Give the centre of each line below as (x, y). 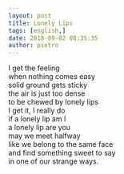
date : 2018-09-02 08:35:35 (53, 38)
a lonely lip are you (39, 128)
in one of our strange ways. (54, 161)
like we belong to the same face (61, 144)
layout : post (30, 16)
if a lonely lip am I (37, 119)
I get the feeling (34, 68)
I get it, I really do (37, 111)
